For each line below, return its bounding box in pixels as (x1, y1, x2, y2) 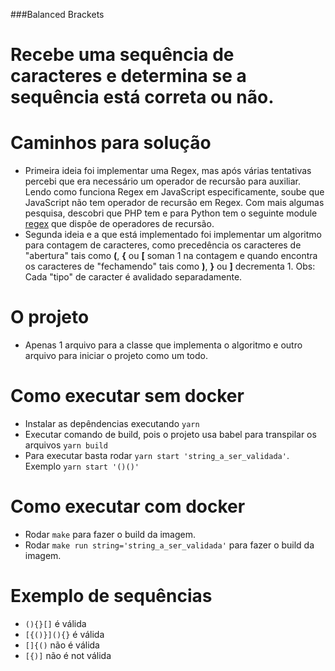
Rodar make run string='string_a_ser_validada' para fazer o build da (24, 539, 315, 551)
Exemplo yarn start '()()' (24, 460, 140, 472)
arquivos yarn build (24, 439, 108, 451)
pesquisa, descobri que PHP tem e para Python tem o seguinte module (24, 207, 318, 219)
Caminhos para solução (10, 132, 212, 154)
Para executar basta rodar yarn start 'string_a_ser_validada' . (24, 450, 290, 461)
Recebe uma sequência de (10, 44, 235, 66)
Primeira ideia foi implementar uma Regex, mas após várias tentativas (24, 165, 312, 177)
